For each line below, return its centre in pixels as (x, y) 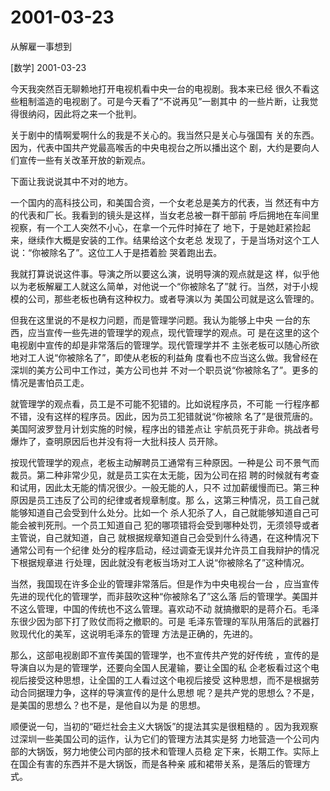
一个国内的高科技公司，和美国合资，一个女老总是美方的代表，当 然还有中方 (165, 202)
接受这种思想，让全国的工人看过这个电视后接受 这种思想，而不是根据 (169, 680)
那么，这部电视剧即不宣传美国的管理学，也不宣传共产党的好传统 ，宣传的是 (165, 655)
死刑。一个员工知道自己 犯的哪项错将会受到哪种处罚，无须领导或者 (182, 525)
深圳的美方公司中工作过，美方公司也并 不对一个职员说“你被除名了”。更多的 (164, 370)
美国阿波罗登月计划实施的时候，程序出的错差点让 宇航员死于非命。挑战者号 (165, 428)
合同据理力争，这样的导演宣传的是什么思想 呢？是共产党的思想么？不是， (169, 692)
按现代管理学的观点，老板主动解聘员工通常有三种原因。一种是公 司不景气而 (165, 462)
